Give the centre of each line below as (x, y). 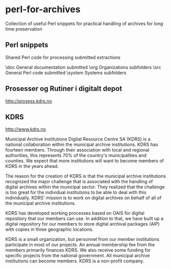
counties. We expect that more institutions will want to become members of (85, 161)
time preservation (24, 29)
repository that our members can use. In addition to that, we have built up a (84, 218)
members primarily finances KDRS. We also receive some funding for (78, 250)
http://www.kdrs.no (26, 129)
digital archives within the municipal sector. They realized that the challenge (85, 187)
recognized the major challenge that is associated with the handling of (79, 182)
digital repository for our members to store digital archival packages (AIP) (82, 224)
